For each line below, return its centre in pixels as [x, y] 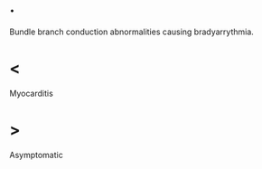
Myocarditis [32, 93]
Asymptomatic [36, 155]
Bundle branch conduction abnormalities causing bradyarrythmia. [132, 32]
